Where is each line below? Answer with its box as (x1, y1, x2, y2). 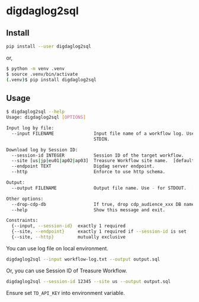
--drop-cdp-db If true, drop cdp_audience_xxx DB (11, 201, 182, 207)
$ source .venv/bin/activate (6, 71, 78, 77)
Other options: (6, 196, 44, 202)
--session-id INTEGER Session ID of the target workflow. (11, 152, 184, 158)
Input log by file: (6, 125, 54, 131)
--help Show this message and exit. (11, 206, 166, 213)
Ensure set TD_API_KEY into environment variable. (6, 289, 126, 296)
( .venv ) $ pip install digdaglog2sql (6, 77, 97, 82)
